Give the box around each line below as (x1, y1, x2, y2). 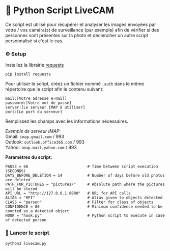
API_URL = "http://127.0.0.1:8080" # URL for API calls (5, 191, 131, 196)
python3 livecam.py (5, 241, 47, 246)
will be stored (5, 186, 38, 191)
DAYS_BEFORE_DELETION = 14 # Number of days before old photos (5, 173, 165, 178)
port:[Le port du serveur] (5, 109, 63, 115)
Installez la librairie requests (5, 62, 64, 68)
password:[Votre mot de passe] (5, 100, 72, 106)
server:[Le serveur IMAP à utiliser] (5, 105, 86, 110)
